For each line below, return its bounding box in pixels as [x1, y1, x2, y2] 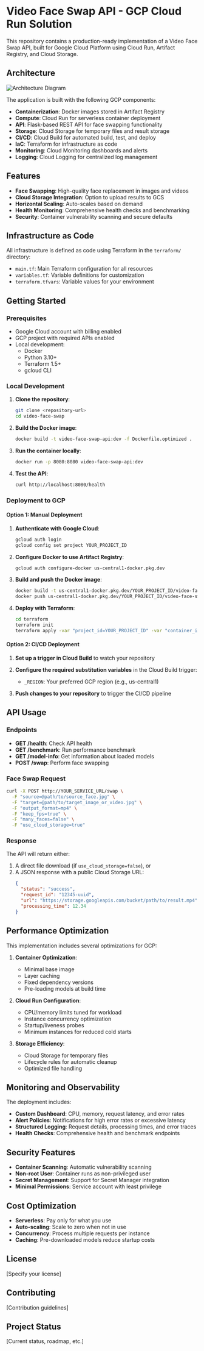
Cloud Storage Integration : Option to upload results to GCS [15, 193, 165, 201]
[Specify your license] [6, 1270, 62, 1277]
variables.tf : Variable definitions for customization [15, 271, 144, 279]
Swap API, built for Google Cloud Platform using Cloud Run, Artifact [6, 44, 175, 51]
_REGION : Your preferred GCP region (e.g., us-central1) [24, 678, 159, 685]
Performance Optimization [6, 925, 109, 936]
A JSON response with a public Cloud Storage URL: [15, 869, 144, 876]
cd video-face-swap [15, 413, 65, 419]
